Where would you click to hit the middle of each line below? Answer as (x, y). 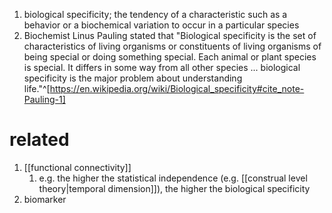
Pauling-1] (44, 99)
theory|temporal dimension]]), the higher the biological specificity (174, 188)
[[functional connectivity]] (77, 167)
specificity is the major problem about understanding (133, 78)
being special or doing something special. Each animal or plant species (170, 57)
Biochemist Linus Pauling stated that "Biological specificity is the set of (170, 35)
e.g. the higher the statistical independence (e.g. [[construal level (173, 178)
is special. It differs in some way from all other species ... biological (162, 67)
